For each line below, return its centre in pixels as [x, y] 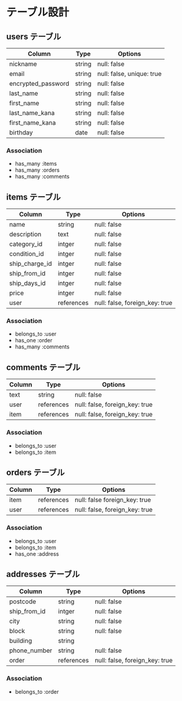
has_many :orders [37, 170]
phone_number [31, 650]
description [25, 234]
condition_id [27, 254]
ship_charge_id [31, 264]
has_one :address [37, 554]
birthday [21, 132]
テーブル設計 [38, 12]
